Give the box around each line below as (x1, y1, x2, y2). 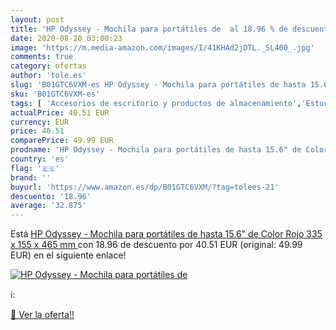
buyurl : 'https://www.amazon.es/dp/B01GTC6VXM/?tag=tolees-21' (10, 182, 280, 192)
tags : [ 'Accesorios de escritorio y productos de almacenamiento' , (10, 98, 302, 108)
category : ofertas (10, 61, 87, 71)
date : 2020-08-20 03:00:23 (10, 33, 123, 43)
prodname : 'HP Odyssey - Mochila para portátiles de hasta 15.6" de (10, 145, 302, 155)
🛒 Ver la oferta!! (10, 309, 75, 321)
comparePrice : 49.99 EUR (10, 136, 114, 146)
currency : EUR (10, 117, 70, 127)
